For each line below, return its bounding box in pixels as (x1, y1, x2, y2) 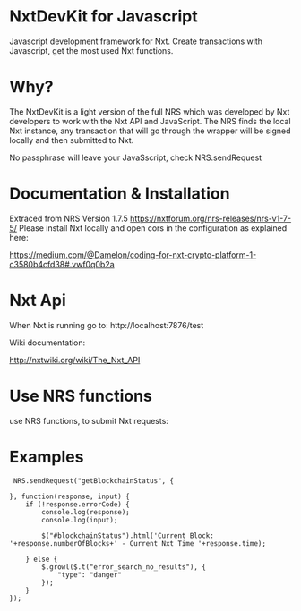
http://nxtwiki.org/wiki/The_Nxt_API (9, 354, 141, 365)
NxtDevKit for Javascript (9, 6, 199, 27)
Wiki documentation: (9, 337, 86, 348)
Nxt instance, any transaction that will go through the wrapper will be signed (9, 125, 291, 136)
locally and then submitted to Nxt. (9, 134, 134, 145)
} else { (25, 555, 58, 564)
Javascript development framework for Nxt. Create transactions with (9, 36, 262, 47)
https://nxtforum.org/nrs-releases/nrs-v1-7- (129, 213, 292, 224)
